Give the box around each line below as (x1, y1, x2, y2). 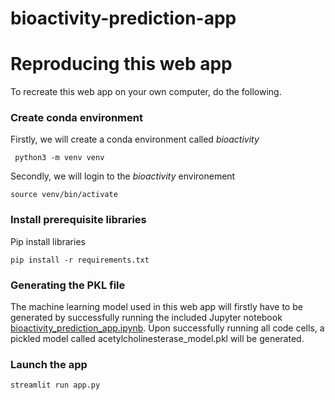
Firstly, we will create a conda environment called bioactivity (10, 133, 260, 146)
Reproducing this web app (10, 53, 233, 76)
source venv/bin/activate (10, 190, 118, 200)
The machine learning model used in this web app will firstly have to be (10, 301, 303, 313)
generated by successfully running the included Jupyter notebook (10, 312, 283, 324)
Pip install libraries (10, 235, 86, 247)
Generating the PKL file (10, 278, 126, 292)
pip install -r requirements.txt (10, 255, 150, 265)
